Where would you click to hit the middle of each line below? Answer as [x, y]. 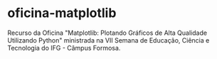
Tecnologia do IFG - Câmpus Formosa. [64, 48]
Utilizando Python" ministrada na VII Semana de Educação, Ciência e [108, 40]
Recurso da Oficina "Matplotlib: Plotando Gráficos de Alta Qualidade [107, 33]
